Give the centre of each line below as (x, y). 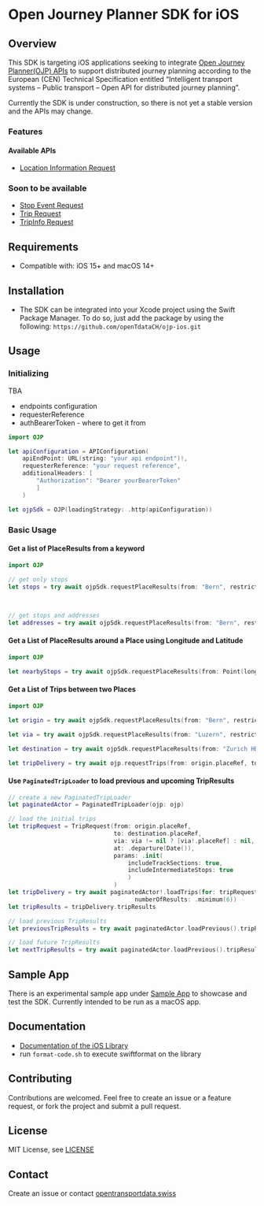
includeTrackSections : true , (175, 863)
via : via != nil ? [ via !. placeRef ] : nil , (184, 840)
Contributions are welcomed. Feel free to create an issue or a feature (120, 1097)
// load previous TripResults (58, 921)
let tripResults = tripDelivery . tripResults (82, 907)
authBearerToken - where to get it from (83, 422)
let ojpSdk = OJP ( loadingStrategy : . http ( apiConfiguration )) (110, 510)
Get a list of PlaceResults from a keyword (77, 548)
